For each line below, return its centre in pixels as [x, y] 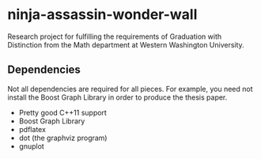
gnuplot [31, 146]
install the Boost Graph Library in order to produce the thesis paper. [117, 97]
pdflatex [32, 129]
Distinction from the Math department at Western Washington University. [126, 44]
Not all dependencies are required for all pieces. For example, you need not [130, 89]
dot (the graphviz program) [63, 138]
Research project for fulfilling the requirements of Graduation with [115, 36]
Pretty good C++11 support [63, 112]
